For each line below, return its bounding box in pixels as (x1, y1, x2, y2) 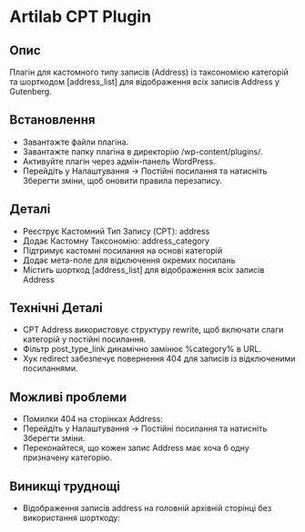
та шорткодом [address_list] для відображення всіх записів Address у (9, 76, 280, 87)
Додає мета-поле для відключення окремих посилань (22, 255, 236, 266)
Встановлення (9, 112, 96, 128)
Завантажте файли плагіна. (22, 136, 129, 147)
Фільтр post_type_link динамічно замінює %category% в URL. (22, 344, 262, 355)
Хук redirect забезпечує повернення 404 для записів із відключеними (22, 353, 296, 365)
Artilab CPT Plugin (9, 6, 152, 27)
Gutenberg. (9, 86, 52, 96)
